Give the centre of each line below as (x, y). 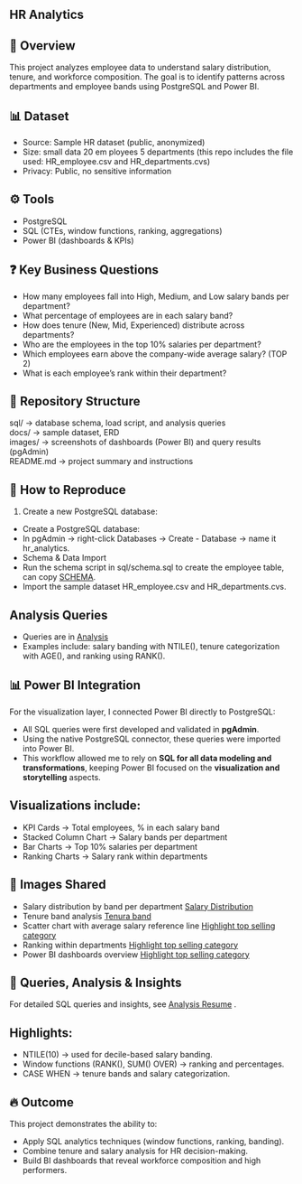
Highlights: (41, 1033)
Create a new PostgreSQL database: (90, 512)
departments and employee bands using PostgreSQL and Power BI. (134, 87)
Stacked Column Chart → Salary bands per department (125, 837)
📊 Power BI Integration (75, 685)
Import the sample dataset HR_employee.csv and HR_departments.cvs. (154, 587)
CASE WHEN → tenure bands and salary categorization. (126, 1074)
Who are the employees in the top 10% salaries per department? (142, 344)
